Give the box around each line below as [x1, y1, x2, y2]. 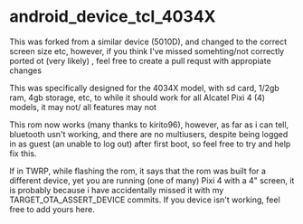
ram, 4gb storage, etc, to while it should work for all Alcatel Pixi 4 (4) [9, 92, 265, 103]
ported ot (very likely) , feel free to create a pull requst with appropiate [9, 55, 271, 66]
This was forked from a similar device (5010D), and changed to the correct [9, 36, 288, 47]
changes [9, 65, 43, 76]
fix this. [9, 147, 37, 159]
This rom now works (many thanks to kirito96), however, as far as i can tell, [9, 119, 289, 130]
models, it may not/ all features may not [9, 101, 156, 112]
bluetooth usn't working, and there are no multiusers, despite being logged [9, 128, 289, 139]
